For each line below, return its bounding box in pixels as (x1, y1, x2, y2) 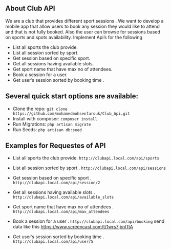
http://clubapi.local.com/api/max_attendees (12, 209, 110, 215)
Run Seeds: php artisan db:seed (12, 126, 82, 133)
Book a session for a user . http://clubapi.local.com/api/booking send (12, 218, 165, 224)
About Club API (5, 4, 55, 13)
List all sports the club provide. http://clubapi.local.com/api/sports (12, 155, 160, 161)
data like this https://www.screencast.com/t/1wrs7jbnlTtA (12, 224, 133, 230)
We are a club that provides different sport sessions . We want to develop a (5, 17, 164, 24)
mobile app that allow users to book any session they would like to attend (5, 23, 160, 29)
